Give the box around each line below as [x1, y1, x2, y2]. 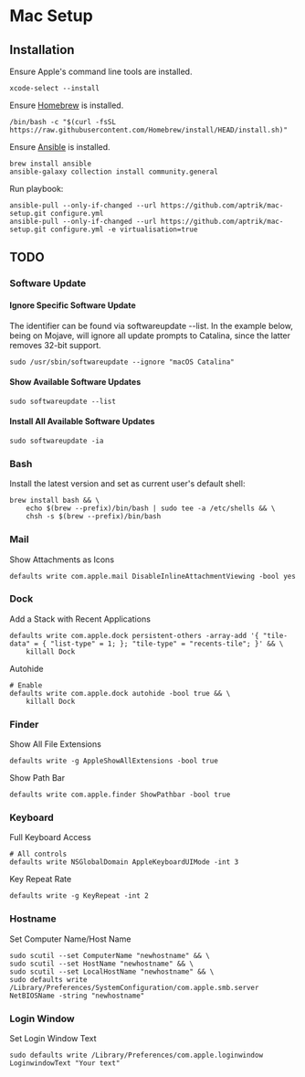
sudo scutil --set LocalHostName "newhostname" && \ [9, 966, 215, 976]
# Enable [9, 680, 43, 690]
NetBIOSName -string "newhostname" [9, 991, 145, 1000]
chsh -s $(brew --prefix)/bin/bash [26, 512, 162, 521]
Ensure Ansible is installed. [9, 142, 111, 152]
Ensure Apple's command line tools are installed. [9, 66, 193, 77]
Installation [9, 42, 75, 58]
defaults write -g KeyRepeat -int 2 [9, 891, 149, 901]
